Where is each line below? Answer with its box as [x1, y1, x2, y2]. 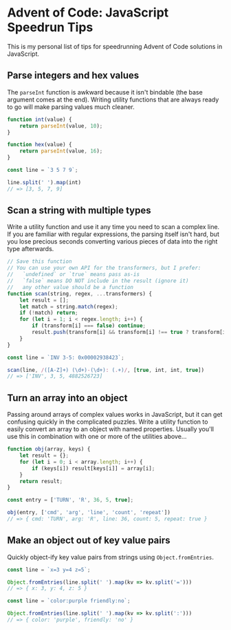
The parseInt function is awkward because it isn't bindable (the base [7, 88, 203, 96]
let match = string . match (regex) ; [19, 303, 118, 310]
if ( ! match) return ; [19, 309, 78, 317]
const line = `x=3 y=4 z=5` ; [7, 566, 91, 573]
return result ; [19, 478, 63, 484]
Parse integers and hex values [7, 70, 140, 81]
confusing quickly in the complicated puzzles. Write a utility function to [7, 417, 208, 426]
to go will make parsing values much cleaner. [7, 102, 135, 111]
